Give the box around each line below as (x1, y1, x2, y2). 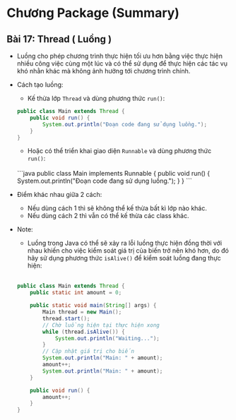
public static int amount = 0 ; (30, 289, 122, 296)
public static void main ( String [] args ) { (30, 302, 157, 309)
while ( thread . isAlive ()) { (42, 328, 125, 335)
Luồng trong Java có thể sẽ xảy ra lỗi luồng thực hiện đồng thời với (27, 239, 223, 248)
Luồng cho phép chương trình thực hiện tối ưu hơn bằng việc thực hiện (16, 52, 223, 60)
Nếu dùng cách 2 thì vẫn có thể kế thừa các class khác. (27, 212, 189, 220)
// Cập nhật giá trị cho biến (42, 348, 135, 355)
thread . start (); (42, 315, 90, 322)
